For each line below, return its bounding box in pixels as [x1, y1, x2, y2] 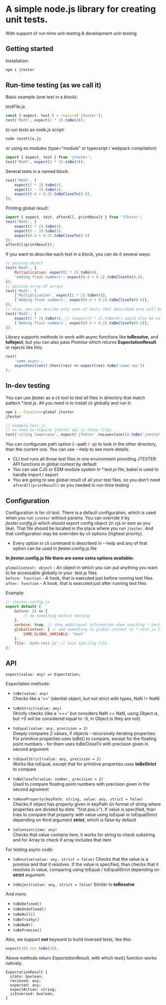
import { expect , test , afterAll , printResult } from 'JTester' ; [5, 215, 142, 220]
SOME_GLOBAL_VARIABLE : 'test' [23, 631, 85, 637]
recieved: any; [10, 978, 41, 984]
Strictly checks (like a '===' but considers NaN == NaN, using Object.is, [12, 711, 159, 716]
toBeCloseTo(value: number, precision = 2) [12, 777, 104, 782]
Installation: [5, 58, 29, 64]
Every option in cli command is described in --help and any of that [12, 540, 147, 546]
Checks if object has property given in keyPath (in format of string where [12, 801, 161, 807]
